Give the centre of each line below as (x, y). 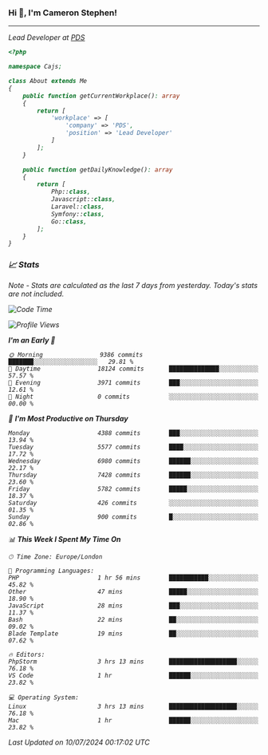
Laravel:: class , (78, 207)
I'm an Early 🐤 (32, 340)
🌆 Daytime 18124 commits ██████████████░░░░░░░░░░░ (134, 369)
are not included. (36, 294)
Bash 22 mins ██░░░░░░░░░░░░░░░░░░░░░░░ (134, 619)
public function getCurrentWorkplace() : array (101, 96)
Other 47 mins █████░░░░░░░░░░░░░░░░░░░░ (134, 591)
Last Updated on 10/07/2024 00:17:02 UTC (79, 742)
